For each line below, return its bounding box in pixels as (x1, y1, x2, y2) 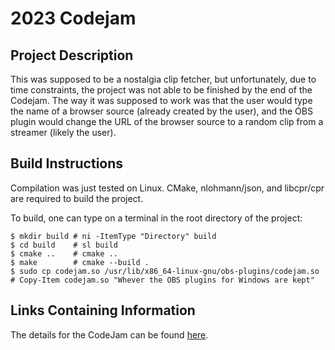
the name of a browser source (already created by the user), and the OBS (10, 105, 313, 117)
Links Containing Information (10, 302, 196, 319)
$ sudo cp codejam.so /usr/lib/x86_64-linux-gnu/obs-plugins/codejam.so (10, 266, 320, 276)
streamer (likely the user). (10, 127, 117, 138)
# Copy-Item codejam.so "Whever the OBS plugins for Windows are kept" (10, 275, 315, 285)
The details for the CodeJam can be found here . (10, 328, 209, 341)
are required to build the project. (10, 192, 144, 204)
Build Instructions (10, 155, 124, 172)
